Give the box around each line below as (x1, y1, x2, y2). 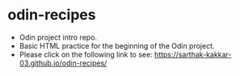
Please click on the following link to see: (19, 49, 153, 59)
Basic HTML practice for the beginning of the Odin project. (19, 40, 215, 50)
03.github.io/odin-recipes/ (19, 58, 107, 68)
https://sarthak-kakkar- (154, 49, 232, 59)
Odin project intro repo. (19, 32, 98, 42)
